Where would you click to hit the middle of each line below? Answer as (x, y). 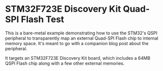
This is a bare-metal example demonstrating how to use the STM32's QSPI (81, 33)
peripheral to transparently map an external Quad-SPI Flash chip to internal (82, 38)
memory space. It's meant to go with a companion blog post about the (77, 43)
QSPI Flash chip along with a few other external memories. (65, 63)
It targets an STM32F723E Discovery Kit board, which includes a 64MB (78, 58)
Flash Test (42, 19)
